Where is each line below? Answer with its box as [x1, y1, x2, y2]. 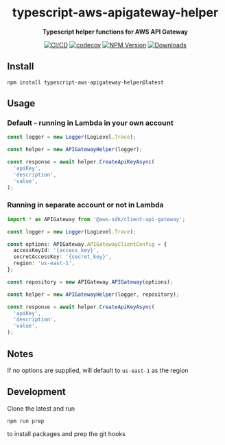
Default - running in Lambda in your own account [7, 118, 174, 128]
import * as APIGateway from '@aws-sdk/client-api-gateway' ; [7, 216, 186, 223]
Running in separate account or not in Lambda [7, 201, 164, 210]
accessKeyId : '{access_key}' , [13, 247, 99, 254]
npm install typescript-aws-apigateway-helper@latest [7, 79, 165, 86]
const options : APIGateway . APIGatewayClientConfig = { [7, 240, 167, 248]
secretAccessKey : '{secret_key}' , [13, 253, 112, 260]
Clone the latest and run [7, 404, 75, 413]
